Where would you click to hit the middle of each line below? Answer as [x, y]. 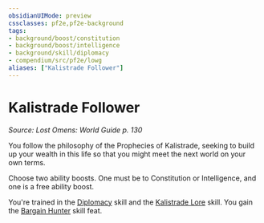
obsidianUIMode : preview [50, 16]
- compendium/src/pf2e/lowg [55, 61]
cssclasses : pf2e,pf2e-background [66, 23]
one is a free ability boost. [51, 186]
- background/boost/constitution [64, 38]
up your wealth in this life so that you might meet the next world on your [127, 154]
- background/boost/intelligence [64, 46]
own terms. [27, 162]
